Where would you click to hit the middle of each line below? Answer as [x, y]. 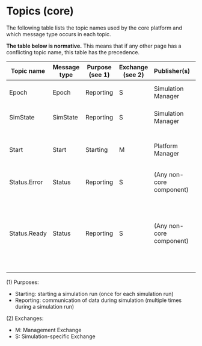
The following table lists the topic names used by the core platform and [94, 28]
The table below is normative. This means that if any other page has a [94, 46]
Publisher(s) [172, 71]
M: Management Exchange [48, 330]
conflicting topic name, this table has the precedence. [73, 52]
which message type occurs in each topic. [59, 34]
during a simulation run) [44, 306]
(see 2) [133, 75]
